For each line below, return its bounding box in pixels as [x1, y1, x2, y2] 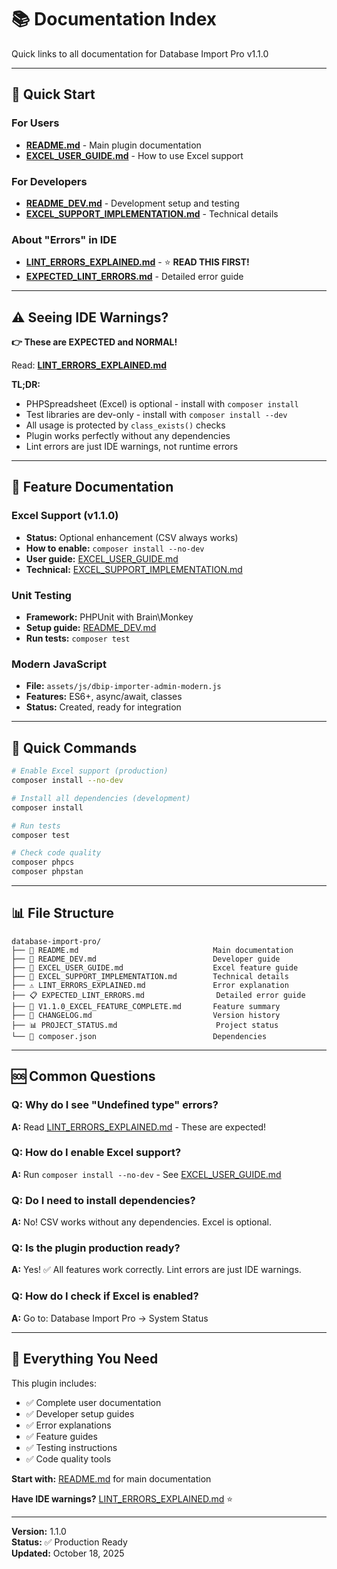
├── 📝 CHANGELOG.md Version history [11, 1010, 281, 1020]
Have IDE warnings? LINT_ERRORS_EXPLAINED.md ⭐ [11, 1492, 234, 1505]
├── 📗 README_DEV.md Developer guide [11, 954, 281, 964]
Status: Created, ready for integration [25, 701, 182, 713]
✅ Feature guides [25, 1430, 98, 1442]
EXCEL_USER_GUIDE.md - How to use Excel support [25, 149, 244, 161]
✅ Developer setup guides [25, 1407, 135, 1420]
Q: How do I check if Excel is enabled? [11, 1289, 199, 1303]
